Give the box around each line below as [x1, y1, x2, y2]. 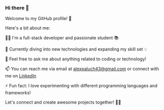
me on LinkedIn [5, 73, 37, 79]
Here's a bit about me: [5, 25, 50, 31]
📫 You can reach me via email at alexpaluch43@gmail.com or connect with [5, 66, 159, 72]
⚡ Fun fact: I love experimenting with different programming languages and [5, 83, 158, 89]
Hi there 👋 [5, 4, 30, 11]
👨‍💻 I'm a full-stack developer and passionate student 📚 [5, 35, 119, 41]
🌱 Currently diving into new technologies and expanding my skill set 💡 [5, 46, 147, 52]
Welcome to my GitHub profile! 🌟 [5, 16, 72, 22]
